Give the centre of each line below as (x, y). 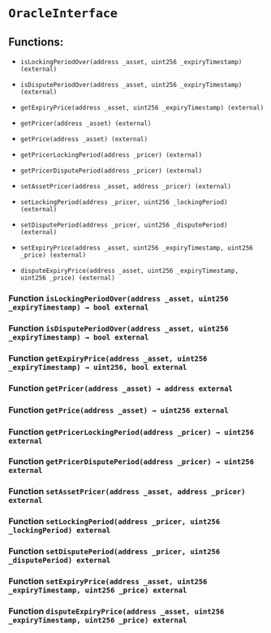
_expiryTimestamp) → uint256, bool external (98, 367)
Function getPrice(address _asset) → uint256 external (118, 410)
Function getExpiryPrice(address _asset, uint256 (108, 358)
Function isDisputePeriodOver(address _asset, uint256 (118, 328)
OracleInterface (63, 13)
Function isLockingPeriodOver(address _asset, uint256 (118, 298)
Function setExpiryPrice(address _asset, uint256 (108, 581)
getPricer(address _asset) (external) (86, 124)
